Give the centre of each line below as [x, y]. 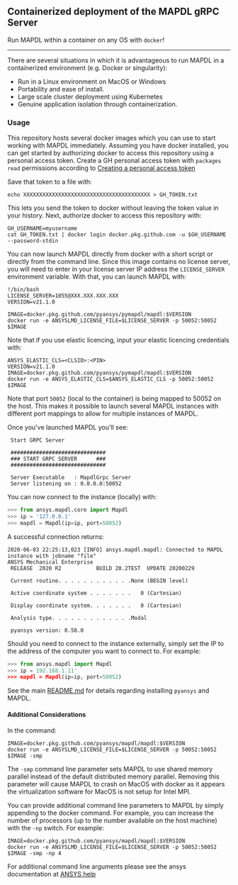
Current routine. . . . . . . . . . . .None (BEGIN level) [100, 581]
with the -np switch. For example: [56, 828]
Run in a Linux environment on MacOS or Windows [92, 82]
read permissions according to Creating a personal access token [102, 168]
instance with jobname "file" [52, 556]
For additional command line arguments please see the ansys [97, 866]
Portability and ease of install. [61, 89]
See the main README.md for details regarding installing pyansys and [108, 691]
